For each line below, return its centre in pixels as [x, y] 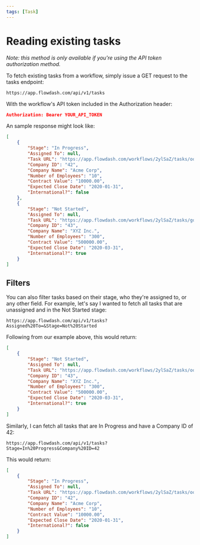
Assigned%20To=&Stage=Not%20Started [51, 326]
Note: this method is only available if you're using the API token [84, 58]
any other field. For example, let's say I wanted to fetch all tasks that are [94, 304]
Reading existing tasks [63, 41]
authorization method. [33, 64]
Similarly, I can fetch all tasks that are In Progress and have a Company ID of [100, 426]
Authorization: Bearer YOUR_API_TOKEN [54, 115]
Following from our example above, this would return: [71, 337]
